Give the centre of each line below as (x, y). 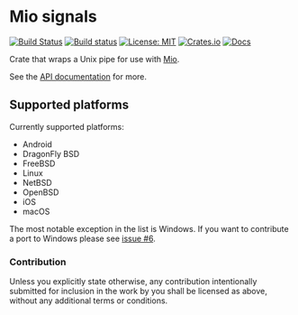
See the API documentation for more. (78, 76)
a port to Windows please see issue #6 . (82, 238)
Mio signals (53, 17)
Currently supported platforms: (67, 126)
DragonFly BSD (51, 153)
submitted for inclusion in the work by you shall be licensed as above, (138, 292)
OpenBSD (41, 192)
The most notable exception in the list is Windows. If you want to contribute (149, 228)
